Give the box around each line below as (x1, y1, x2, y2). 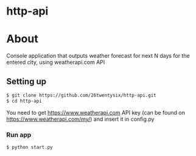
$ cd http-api (6, 98, 43, 104)
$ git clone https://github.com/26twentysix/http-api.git (6, 92, 156, 98)
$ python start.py (6, 144, 53, 150)
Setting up (6, 76, 47, 86)
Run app (6, 131, 32, 139)
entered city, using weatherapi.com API (6, 59, 105, 66)
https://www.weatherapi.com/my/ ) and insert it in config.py (6, 115, 155, 123)
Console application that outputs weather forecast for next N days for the (6, 52, 190, 59)
